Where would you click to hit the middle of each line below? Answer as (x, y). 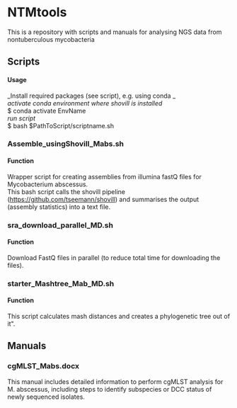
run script (22, 118)
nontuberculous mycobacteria (51, 39)
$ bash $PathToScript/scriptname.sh (61, 125)
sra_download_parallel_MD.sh (60, 225)
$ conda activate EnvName (47, 110)
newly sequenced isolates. (46, 397)
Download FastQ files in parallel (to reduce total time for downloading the (114, 257)
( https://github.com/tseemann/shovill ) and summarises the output (103, 199)
